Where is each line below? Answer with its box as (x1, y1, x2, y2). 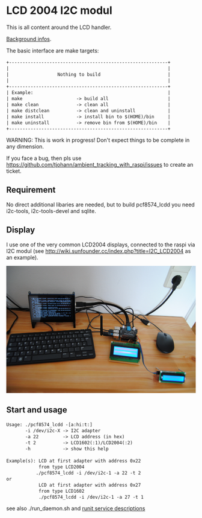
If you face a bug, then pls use (6, 155, 82, 162)
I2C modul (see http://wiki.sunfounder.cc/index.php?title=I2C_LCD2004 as (6, 247, 191, 254)
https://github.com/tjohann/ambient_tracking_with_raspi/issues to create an (6, 161, 194, 168)
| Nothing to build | (6, 71, 171, 77)
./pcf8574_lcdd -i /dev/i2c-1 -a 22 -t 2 (35, 470, 141, 476)
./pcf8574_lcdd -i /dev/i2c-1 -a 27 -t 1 (38, 494, 144, 500)
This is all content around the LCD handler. (6, 24, 112, 31)
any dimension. (6, 142, 44, 150)
